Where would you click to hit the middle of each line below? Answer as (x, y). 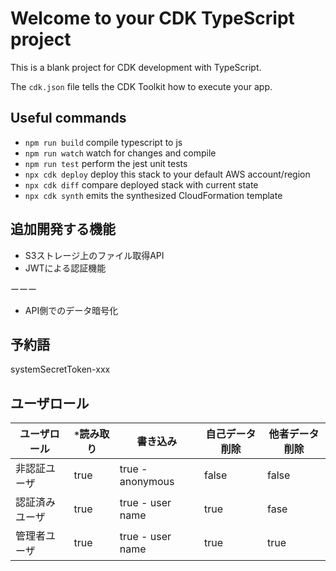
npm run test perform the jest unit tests (106, 163)
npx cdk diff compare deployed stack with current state (141, 184)
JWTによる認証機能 (65, 268)
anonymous (147, 482)
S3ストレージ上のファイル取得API (94, 255)
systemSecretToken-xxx (60, 369)
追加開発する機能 (63, 229)
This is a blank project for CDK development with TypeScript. (136, 67)
